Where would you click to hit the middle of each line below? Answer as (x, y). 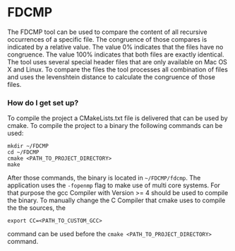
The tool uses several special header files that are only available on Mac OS (117, 62)
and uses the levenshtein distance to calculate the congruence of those (112, 77)
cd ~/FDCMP (23, 153)
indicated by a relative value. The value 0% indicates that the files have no (115, 47)
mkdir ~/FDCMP (28, 146)
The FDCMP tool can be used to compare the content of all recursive (107, 32)
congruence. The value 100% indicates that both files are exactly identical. (116, 54)
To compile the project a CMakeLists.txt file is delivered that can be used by (117, 118)
